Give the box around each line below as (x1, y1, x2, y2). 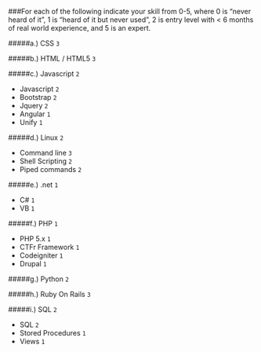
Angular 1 (19, 109, 51, 119)
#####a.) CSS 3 (8, 38, 60, 48)
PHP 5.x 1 (19, 234, 51, 243)
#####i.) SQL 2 (8, 305, 57, 313)
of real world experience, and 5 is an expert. (8, 24, 151, 32)
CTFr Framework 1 (19, 243, 80, 251)
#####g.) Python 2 (8, 274, 69, 284)
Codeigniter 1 (19, 251, 63, 260)
